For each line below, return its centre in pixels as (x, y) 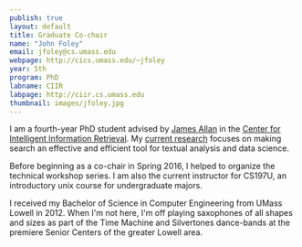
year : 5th (28, 70)
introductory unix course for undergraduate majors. (106, 186)
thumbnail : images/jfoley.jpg (67, 103)
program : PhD (34, 78)
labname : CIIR (36, 86)
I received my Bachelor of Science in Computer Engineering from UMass (146, 203)
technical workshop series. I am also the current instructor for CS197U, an (148, 176)
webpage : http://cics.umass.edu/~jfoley (88, 60)
